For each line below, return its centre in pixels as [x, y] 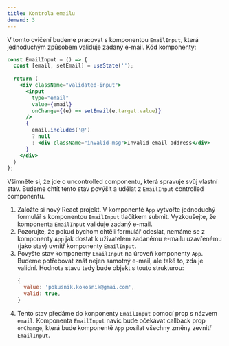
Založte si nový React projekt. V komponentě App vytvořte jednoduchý [116, 210]
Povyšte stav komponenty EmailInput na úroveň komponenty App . [110, 254]
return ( [26, 79]
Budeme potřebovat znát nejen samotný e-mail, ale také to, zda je [110, 261]
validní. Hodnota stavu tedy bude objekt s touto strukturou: [100, 268]
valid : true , [42, 294]
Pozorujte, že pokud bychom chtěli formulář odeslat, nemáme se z [111, 232]
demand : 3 [21, 20]
